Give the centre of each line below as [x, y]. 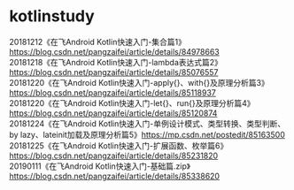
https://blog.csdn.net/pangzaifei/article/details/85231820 [114, 156]
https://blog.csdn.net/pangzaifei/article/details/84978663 [114, 51]
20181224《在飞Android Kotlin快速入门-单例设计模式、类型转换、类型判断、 [147, 123]
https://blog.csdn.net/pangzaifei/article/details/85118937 [113, 92]
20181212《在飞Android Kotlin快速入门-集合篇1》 [98, 42]
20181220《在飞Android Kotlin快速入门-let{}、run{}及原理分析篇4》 [132, 103]
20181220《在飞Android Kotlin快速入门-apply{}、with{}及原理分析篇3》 [139, 82]
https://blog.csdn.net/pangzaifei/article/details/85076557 [114, 72]
